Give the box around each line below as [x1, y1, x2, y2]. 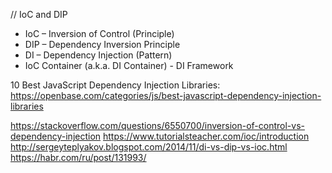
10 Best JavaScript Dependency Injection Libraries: [10, 79, 221, 91]
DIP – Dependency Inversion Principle [24, 39, 181, 50]
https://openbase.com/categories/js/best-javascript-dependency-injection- [10, 90, 322, 101]
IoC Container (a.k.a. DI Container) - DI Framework [24, 60, 234, 71]
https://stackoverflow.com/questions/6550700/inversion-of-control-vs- [10, 120, 305, 131]
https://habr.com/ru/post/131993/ [10, 152, 147, 163]
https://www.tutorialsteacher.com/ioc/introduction [103, 130, 310, 142]
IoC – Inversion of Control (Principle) [24, 28, 175, 39]
